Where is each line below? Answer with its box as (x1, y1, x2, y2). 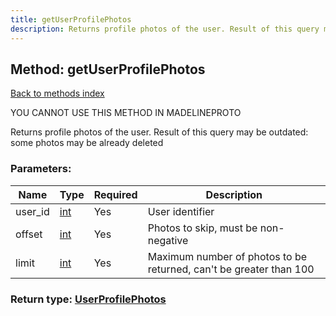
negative (147, 233, 189, 247)
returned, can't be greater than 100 (147, 262, 315, 276)
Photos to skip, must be (147, 221, 258, 235)
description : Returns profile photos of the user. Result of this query (10, 24, 320, 34)
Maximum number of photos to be (147, 249, 308, 263)
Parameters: (10, 162, 72, 176)
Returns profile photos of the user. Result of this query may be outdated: (10, 126, 309, 138)
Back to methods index (10, 87, 105, 100)
